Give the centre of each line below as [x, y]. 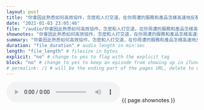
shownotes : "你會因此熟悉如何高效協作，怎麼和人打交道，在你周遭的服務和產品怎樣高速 [102, 34]
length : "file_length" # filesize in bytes [62, 51]
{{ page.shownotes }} [148, 100]
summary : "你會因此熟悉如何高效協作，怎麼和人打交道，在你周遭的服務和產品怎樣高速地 [101, 40]
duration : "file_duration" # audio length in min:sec [76, 46]
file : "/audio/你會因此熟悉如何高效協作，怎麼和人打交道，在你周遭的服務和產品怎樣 [100, 29]
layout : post [23, 12]
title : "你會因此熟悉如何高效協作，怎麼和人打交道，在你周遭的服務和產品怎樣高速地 [99, 18]
